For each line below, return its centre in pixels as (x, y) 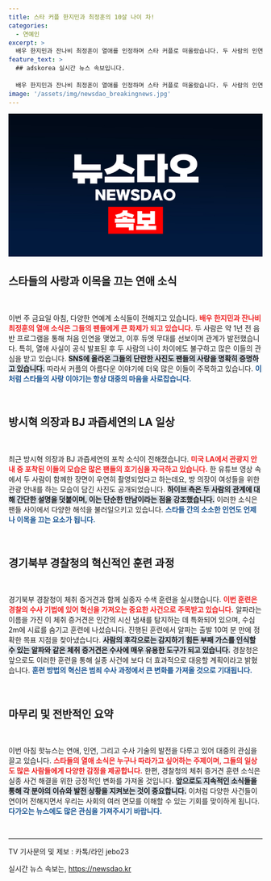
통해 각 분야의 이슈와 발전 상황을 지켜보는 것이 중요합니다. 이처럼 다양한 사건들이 (133, 791)
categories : (28, 25)
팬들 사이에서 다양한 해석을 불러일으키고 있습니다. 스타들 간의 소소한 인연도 (125, 509)
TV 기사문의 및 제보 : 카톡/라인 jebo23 (69, 852)
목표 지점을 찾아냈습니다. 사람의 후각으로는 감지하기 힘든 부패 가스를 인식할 (140, 640)
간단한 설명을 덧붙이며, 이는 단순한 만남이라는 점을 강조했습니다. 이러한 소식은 (137, 499)
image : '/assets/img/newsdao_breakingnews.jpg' (90, 94)
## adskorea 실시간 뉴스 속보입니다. (71, 69)
